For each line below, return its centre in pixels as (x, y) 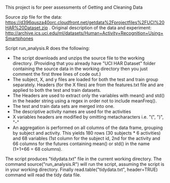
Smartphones (19, 38)
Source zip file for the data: (34, 17)
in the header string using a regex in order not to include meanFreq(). (84, 101)
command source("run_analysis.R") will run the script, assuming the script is (85, 164)
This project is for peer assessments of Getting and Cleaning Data (74, 7)
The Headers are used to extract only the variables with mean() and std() (89, 96)
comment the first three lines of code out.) (57, 74)
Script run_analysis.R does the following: (48, 48)
